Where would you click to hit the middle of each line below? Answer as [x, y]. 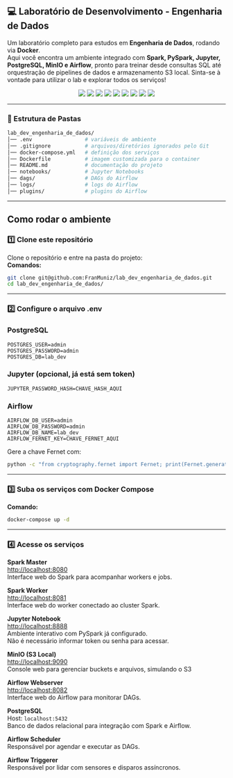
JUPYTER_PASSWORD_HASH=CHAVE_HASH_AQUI [65, 388]
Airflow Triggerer [33, 760]
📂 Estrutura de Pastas [44, 118]
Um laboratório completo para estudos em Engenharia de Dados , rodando [114, 42]
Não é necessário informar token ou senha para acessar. [88, 641]
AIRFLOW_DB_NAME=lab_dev [43, 433]
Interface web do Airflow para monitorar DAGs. [74, 697]
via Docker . [24, 50]
